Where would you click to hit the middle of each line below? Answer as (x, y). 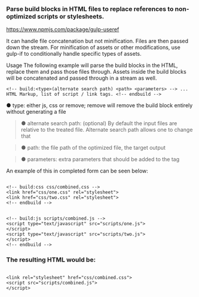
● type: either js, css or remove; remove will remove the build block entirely (99, 105)
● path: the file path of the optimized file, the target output (93, 148)
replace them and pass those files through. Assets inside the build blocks (96, 72)
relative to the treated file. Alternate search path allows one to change (107, 130)
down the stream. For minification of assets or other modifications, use (93, 47)
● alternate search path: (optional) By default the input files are (99, 123)
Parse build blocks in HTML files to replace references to (90, 9)
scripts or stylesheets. (71, 16)
